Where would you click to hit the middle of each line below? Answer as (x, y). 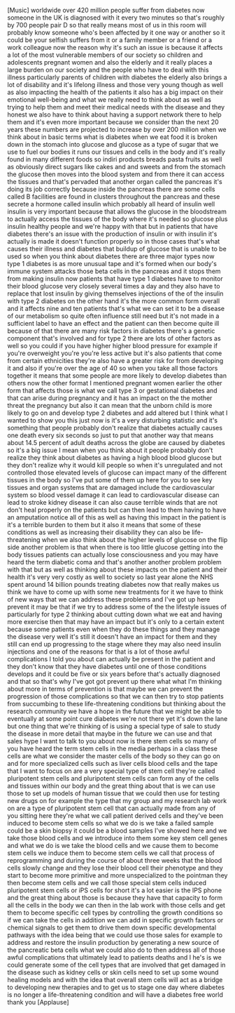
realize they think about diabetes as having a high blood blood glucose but (114, 458)
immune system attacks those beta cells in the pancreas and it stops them (114, 271)
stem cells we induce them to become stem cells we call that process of (111, 853)
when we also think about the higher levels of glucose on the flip (135, 539)
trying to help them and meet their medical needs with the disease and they (116, 107)
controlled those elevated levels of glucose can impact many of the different (117, 472)
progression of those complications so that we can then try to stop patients (115, 696)
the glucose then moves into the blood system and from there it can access (116, 174)
